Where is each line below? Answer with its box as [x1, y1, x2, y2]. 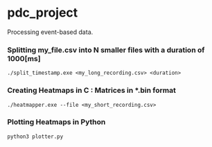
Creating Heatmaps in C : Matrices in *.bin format [7, 85, 177, 95]
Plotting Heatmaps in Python [7, 117, 106, 127]
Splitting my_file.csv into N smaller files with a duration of [7, 45, 205, 55]
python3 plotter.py [7, 133, 64, 140]
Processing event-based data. [7, 28, 94, 36]
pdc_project [7, 5, 78, 21]
